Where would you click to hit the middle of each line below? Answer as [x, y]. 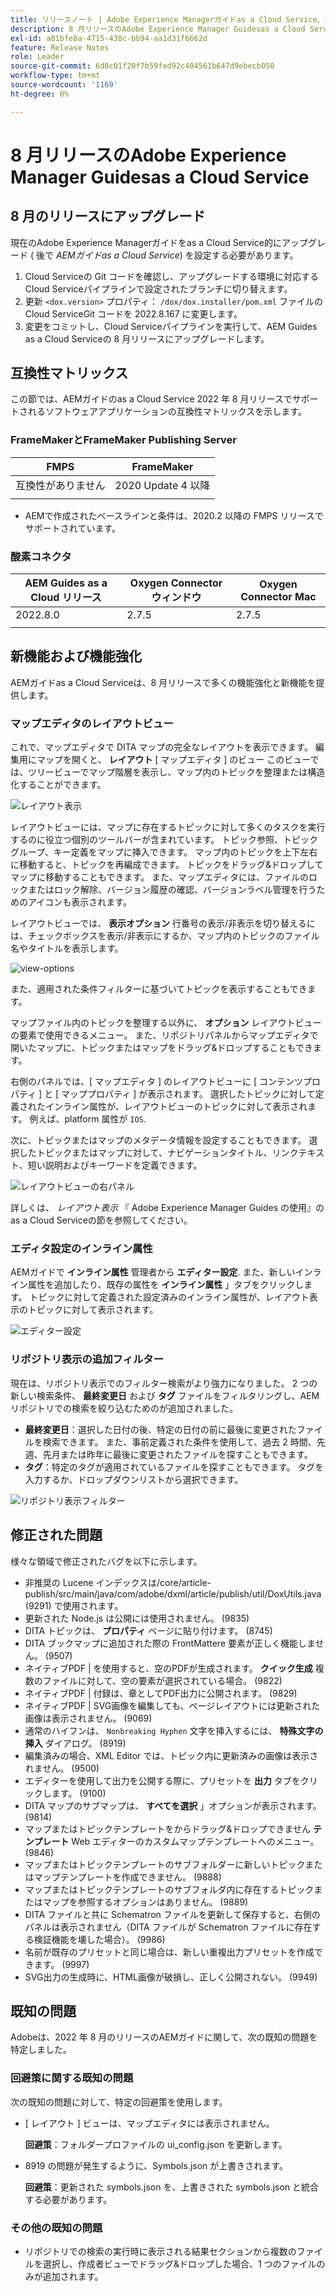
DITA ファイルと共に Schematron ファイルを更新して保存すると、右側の [172, 1914]
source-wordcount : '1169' [64, 85]
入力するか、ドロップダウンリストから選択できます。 [134, 1479]
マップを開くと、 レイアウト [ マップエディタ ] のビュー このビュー [173, 760]
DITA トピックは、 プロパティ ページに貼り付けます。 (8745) [148, 1630]
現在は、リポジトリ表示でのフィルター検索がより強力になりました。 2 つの [164, 1383]
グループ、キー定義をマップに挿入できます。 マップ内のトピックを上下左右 [164, 852]
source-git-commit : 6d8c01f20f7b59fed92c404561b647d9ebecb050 [142, 66]
